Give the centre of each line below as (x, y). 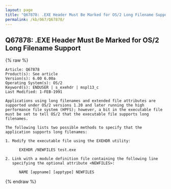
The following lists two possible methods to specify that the (74, 128)
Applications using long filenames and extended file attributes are (81, 101)
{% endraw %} (21, 182)
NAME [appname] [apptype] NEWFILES (56, 172)
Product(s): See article (32, 74)
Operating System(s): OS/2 (34, 83)
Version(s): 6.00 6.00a (31, 79)
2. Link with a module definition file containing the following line (82, 159)
